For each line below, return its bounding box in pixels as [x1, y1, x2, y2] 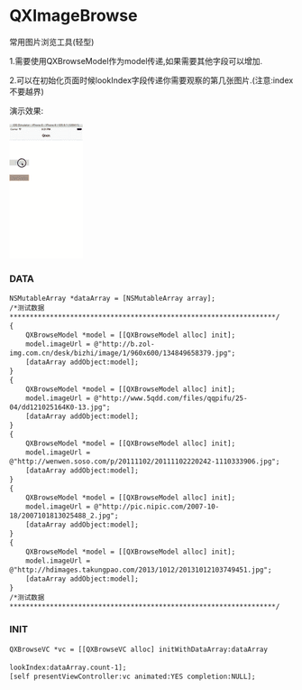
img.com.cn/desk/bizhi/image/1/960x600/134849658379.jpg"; [9, 349, 236, 358]
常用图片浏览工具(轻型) [9, 36, 95, 47]
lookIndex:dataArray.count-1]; [9, 663, 127, 672]
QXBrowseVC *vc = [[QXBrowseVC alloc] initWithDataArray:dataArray [9, 645, 269, 654]
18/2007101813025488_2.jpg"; [9, 511, 119, 520]
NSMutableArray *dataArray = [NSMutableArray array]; [9, 294, 216, 303]
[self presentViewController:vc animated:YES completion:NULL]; [9, 672, 256, 681]
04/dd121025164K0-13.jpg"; [9, 403, 111, 412]
